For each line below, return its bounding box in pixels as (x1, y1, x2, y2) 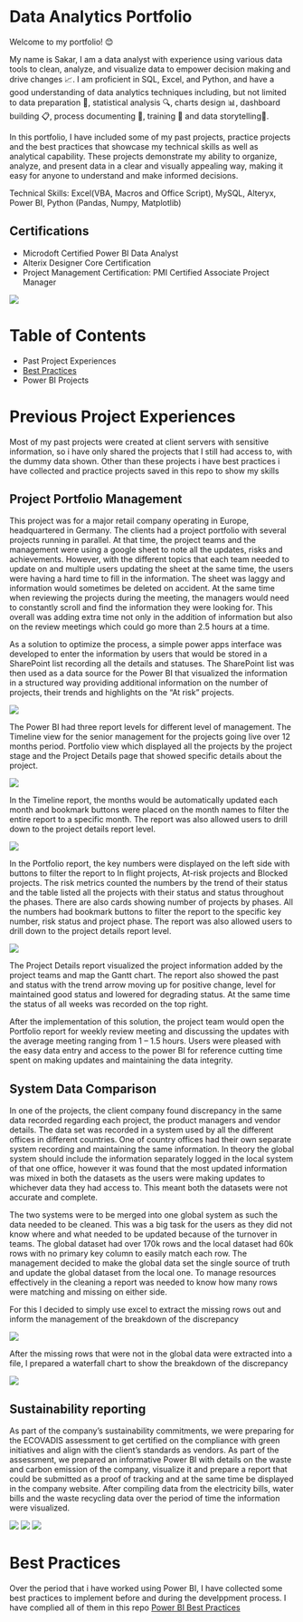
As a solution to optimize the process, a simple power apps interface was (9, 639, 282, 650)
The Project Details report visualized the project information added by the (9, 960, 283, 971)
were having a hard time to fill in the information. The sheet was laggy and (9, 573, 286, 584)
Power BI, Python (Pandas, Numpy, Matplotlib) (9, 197, 182, 208)
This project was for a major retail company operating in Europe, (9, 515, 250, 527)
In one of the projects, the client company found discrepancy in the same (9, 1105, 282, 1116)
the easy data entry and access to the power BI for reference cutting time (9, 1045, 283, 1056)
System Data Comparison (9, 1081, 156, 1096)
